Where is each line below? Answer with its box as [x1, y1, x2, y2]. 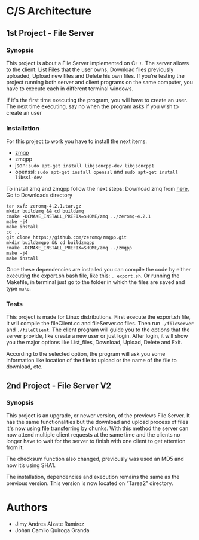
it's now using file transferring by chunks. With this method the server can [6, 425, 189, 432]
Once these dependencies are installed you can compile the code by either [6, 266, 191, 273]
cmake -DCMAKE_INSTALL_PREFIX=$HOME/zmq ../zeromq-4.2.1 [6, 213, 151, 219]
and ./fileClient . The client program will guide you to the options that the [6, 326, 190, 333]
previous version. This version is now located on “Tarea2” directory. [6, 480, 173, 487]
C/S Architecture [6, 4, 91, 18]
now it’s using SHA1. [6, 462, 56, 469]
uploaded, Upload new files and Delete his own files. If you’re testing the [6, 72, 185, 79]
